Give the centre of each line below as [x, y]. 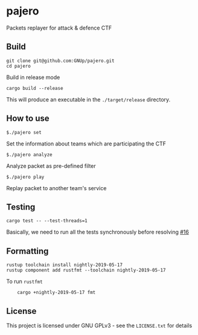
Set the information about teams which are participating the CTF [86, 144]
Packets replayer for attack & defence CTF [59, 28]
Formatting [27, 251]
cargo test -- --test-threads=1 [47, 221]
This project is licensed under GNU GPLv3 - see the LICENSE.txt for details [99, 325]
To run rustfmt [25, 281]
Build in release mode [33, 77]
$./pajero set [24, 132]
